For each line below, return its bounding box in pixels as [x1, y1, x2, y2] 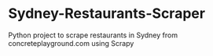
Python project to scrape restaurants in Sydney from [8, 30, 178, 40]
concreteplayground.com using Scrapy [8, 38, 134, 47]
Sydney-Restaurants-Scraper [8, 5, 206, 23]
